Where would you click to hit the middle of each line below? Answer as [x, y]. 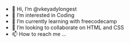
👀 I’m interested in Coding [43, 15]
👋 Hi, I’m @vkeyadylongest [44, 9]
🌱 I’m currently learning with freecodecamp [64, 21]
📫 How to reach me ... [39, 34]
